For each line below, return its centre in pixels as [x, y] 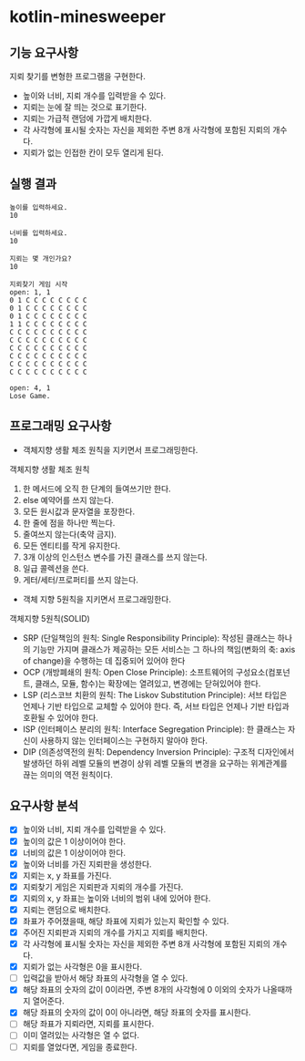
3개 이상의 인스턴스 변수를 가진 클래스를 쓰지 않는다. [115, 557]
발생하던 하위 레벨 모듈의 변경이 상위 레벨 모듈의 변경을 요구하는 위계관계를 [155, 763]
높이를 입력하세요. [39, 207]
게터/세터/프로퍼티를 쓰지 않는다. [81, 580]
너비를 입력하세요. [39, 233]
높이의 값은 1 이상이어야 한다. [74, 841]
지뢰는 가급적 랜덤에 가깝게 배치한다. [87, 118]
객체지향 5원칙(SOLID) [50, 618]
